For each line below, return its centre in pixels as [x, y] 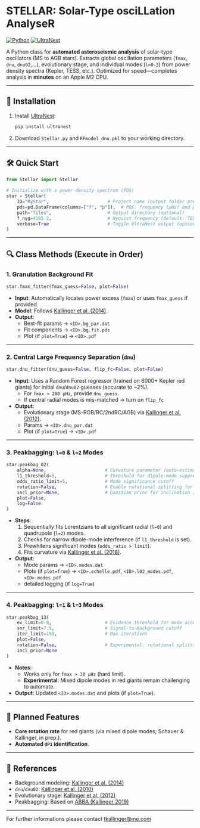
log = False [29, 504]
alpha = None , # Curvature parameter [89, 470]
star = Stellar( [26, 196]
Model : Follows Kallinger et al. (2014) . [61, 311]
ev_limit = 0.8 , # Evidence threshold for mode [100, 623]
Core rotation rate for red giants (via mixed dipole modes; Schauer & [99, 731]
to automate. [39, 686]
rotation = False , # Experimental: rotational [96, 645]
